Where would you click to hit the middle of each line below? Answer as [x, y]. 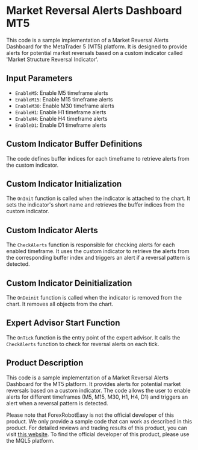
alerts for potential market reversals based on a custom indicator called [94, 53]
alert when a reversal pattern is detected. [57, 403]
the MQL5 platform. [30, 440]
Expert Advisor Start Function [63, 323]
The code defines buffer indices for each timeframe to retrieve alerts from [98, 158]
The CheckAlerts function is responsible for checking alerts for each [91, 245]
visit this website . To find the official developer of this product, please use [98, 434]
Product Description [45, 363]
